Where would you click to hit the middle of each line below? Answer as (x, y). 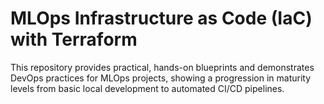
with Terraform (74, 39)
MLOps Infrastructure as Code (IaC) (161, 18)
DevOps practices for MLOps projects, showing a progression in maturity (161, 78)
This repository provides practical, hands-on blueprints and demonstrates (162, 67)
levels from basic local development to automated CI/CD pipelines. (147, 88)
